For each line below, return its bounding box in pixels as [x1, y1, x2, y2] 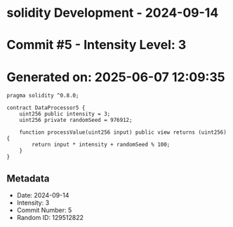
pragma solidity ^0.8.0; [6, 92, 79, 99]
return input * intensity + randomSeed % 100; [32, 142, 171, 149]
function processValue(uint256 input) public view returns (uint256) [19, 129, 227, 136]
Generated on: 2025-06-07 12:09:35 [6, 69, 225, 85]
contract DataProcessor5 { [6, 104, 86, 111]
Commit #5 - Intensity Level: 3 [6, 37, 187, 53]
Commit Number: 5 [16, 206, 72, 214]
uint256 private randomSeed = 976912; [19, 117, 133, 124]
